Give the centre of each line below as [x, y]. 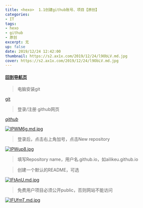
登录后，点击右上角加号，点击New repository [64, 139]
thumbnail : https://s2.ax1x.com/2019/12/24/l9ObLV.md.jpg [66, 56]
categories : [17, 14]
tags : [11, 24]
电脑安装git [29, 89]
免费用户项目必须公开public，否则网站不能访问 [65, 190]
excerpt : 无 [17, 42]
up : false [15, 47]
